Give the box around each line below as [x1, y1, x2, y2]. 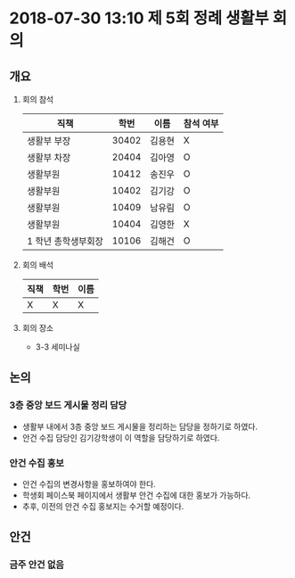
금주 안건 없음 [9, 558, 65, 571]
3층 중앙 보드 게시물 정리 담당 [9, 399, 127, 411]
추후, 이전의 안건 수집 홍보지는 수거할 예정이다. [21, 500, 184, 511]
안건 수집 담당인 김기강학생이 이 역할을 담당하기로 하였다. [21, 432, 220, 442]
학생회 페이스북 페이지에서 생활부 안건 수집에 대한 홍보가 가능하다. [21, 490, 251, 500]
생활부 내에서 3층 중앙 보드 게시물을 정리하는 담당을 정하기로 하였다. [21, 421, 258, 432]
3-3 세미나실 [35, 342, 80, 352]
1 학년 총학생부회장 [26, 235, 104, 247]
